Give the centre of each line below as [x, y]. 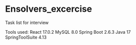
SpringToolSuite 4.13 [26, 37]
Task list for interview [27, 22]
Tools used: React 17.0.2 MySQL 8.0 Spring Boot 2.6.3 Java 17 [68, 32]
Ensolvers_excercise [49, 9]
